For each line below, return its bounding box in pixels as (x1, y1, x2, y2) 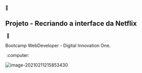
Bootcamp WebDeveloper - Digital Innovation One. (5, 42, 111, 48)
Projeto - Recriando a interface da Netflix (5, 19, 137, 28)
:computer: (6, 52, 29, 58)
